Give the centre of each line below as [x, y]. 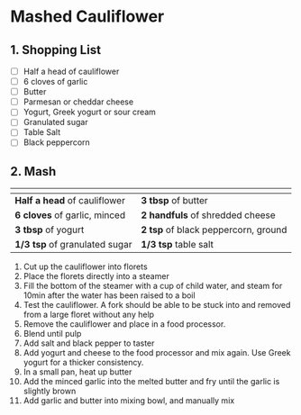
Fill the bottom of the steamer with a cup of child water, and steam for [153, 286]
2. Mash [33, 171]
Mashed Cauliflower [87, 17]
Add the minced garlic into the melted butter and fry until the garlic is [151, 382]
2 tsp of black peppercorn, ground [214, 230]
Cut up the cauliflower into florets [85, 266]
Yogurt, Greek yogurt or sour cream [90, 112]
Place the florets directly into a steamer [96, 276]
